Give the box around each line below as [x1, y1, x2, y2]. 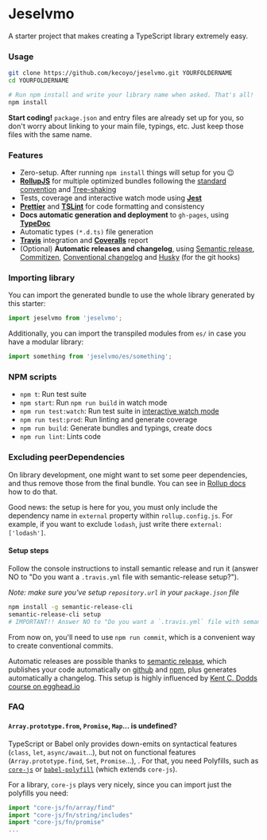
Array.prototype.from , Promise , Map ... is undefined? [8, 721, 177, 731]
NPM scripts [8, 371, 57, 383]
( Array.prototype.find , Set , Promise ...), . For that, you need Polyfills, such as [8, 756, 259, 765]
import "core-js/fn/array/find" [8, 803, 115, 811]
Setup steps [8, 546, 49, 555]
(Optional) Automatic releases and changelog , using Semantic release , [19, 244, 255, 253]
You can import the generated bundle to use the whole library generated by [8, 290, 255, 300]
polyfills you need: [8, 788, 69, 798]
